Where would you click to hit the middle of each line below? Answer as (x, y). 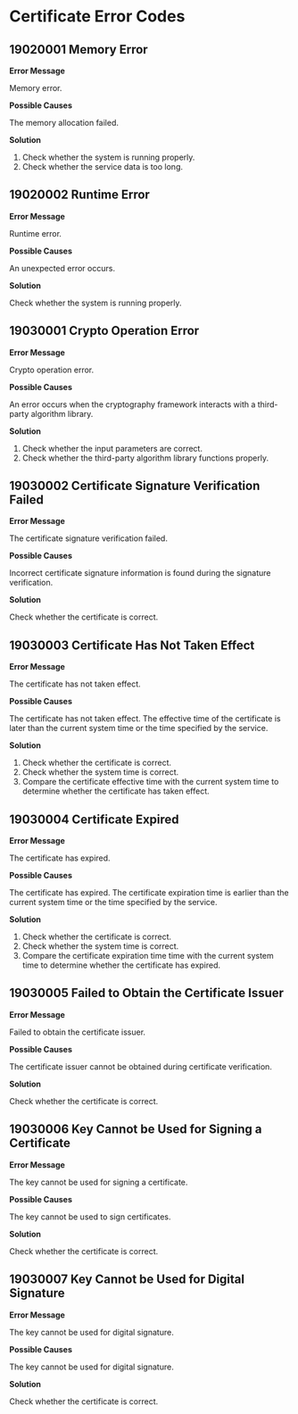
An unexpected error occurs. (62, 268)
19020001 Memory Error (79, 50)
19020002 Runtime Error (79, 195)
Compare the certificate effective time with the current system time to (150, 782)
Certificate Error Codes (97, 17)
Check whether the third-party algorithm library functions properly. (145, 458)
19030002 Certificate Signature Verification (135, 486)
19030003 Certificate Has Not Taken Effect (132, 645)
